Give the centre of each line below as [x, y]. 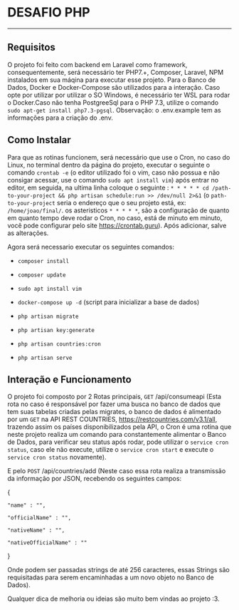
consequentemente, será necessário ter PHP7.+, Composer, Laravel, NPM [116, 72]
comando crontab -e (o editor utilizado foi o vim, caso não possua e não [114, 172]
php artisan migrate [48, 316]
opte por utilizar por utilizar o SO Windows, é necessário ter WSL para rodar [119, 95]
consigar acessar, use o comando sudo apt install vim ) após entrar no [113, 180]
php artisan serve [45, 358]
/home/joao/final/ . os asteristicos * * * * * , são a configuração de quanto [118, 210]
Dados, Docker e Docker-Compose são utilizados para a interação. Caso [114, 87]
